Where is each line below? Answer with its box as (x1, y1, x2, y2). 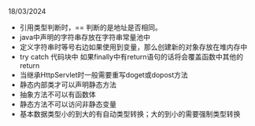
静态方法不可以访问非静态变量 (19, 99, 116, 109)
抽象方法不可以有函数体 (19, 90, 96, 99)
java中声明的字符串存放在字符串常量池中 (19, 33, 151, 41)
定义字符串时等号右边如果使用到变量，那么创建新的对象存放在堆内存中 (19, 42, 248, 52)
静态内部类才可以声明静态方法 (19, 80, 116, 89)
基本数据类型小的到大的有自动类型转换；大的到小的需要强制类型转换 (19, 110, 241, 118)
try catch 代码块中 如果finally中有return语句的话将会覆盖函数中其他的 (19, 52, 244, 61)
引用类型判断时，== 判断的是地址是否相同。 (19, 23, 163, 32)
